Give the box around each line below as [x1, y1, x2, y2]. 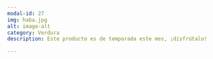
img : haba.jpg [7, 16, 48, 23]
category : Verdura [7, 29, 60, 36]
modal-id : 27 [7, 10, 45, 17]
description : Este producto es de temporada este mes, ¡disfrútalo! [7, 36, 208, 43]
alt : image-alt [7, 23, 51, 29]
